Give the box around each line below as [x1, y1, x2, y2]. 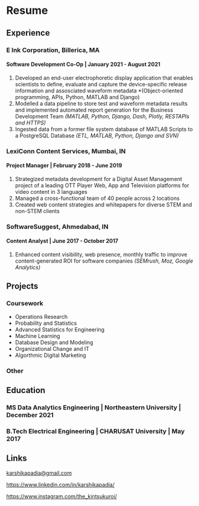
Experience [6, 28, 50, 38]
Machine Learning [14, 332, 60, 339]
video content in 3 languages [14, 188, 87, 195]
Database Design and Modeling [14, 339, 93, 346]
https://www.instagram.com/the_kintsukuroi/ [6, 493, 118, 500]
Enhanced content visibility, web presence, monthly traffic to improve [14, 251, 188, 258]
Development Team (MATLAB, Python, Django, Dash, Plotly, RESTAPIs [14, 112, 190, 120]
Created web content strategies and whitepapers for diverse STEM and [14, 200, 192, 208]
